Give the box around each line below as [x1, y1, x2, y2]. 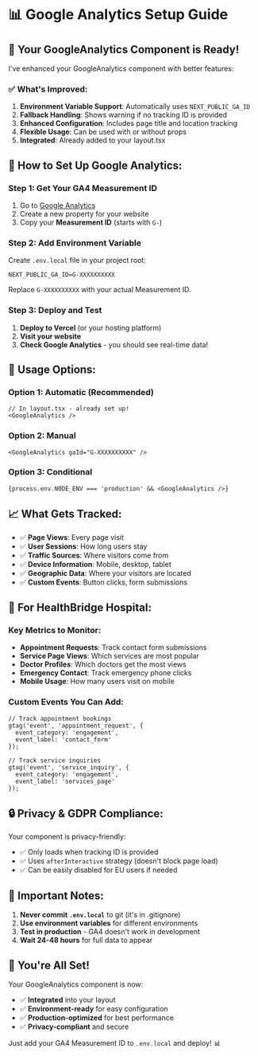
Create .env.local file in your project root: [8, 256, 147, 265]
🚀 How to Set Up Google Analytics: [8, 158, 183, 172]
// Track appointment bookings [8, 714, 112, 722]
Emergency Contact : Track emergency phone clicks [19, 668, 192, 678]
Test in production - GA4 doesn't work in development [19, 927, 201, 937]
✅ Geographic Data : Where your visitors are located [19, 568, 192, 577]
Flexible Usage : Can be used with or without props [19, 127, 187, 137]
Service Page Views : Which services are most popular [19, 651, 200, 661]
